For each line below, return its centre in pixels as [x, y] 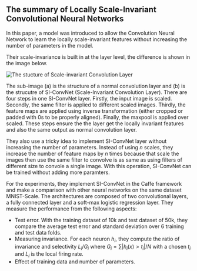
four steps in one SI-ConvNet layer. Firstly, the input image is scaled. [89, 98]
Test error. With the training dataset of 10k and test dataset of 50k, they [101, 220]
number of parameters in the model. [50, 45]
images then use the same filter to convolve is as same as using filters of [94, 160]
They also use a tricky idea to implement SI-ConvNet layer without [86, 141]
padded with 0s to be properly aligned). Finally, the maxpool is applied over [98, 117]
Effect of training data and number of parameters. [75, 262]
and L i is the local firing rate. [49, 255]
